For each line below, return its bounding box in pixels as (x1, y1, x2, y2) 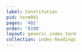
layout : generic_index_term (6, 31, 77, 37)
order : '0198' (6, 25, 42, 32)
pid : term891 (6, 14, 39, 20)
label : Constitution (6, 8, 58, 15)
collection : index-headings (6, 36, 77, 42)
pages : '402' (6, 20, 39, 26)
